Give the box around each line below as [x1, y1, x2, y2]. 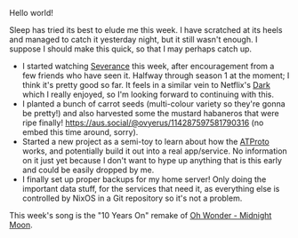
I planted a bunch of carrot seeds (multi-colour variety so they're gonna [21, 99, 286, 109]
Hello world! [9, 8, 53, 18]
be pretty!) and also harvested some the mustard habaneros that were [21, 108, 279, 118]
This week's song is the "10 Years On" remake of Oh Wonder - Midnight [9, 210, 272, 220]
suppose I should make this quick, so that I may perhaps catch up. [9, 44, 252, 54]
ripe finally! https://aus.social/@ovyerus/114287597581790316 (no [21, 117, 264, 128]
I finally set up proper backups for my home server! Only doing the [21, 174, 267, 185]
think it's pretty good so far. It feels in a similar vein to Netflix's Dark [21, 80, 271, 90]
